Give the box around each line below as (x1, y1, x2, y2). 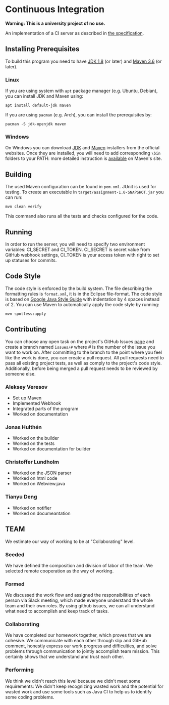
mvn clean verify (5, 204, 42, 210)
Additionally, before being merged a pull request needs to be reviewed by (5, 365, 158, 371)
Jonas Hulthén (5, 424, 42, 431)
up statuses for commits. (5, 257, 57, 263)
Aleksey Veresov (5, 383, 48, 390)
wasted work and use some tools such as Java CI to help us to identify (5, 688, 152, 694)
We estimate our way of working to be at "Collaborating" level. (5, 538, 135, 545)
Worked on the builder (12, 435, 60, 441)
